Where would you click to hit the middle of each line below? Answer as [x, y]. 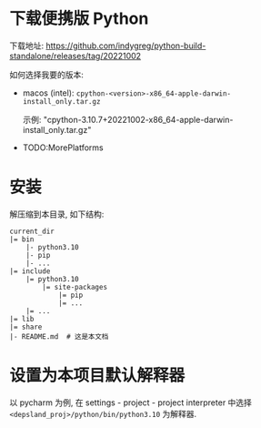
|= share [26, 327]
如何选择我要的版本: [47, 75]
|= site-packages [75, 287]
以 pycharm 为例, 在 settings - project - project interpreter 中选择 [131, 403]
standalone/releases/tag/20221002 [75, 56]
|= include [30, 271]
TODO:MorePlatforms [63, 148]
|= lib [22, 319]
